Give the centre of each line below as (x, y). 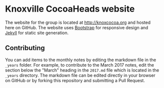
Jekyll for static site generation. (37, 33)
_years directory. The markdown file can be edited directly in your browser (80, 75)
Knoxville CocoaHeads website (70, 9)
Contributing (25, 48)
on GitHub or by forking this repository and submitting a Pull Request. (75, 80)
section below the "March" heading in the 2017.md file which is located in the (82, 70)
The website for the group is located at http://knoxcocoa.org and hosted (78, 22)
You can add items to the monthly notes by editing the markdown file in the (81, 60)
